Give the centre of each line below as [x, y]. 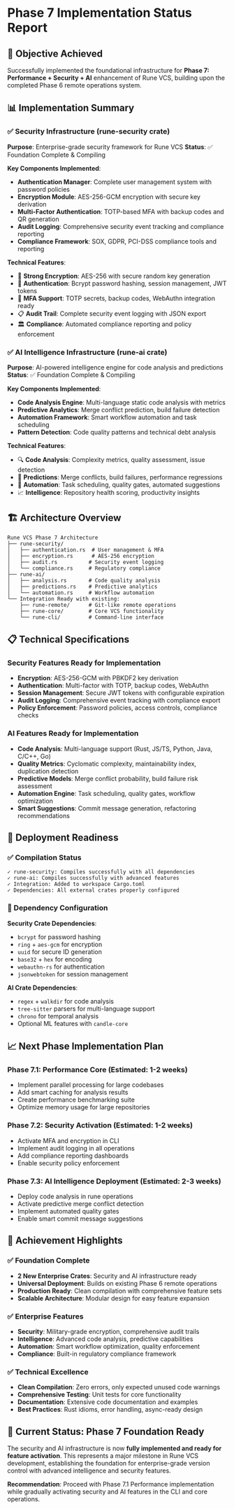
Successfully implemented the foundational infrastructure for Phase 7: [108, 70]
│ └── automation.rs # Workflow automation [81, 593]
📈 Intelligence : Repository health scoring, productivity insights [109, 492]
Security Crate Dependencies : [52, 923]
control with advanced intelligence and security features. [89, 1471]
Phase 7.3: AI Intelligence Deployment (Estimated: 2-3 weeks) [114, 1181]
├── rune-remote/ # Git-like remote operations [98, 605]
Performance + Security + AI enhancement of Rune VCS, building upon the [116, 78]
